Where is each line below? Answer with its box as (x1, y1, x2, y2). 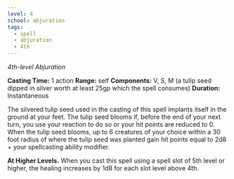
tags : (7, 23, 23, 30)
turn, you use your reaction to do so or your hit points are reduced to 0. (7, 120, 215, 128)
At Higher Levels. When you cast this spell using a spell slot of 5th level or (7, 156, 225, 165)
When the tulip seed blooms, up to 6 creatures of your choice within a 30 (7, 128, 221, 136)
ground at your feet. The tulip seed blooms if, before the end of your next (7, 112, 221, 121)
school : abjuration (7, 17, 65, 24)
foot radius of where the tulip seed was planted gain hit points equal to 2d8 (7, 135, 227, 144)
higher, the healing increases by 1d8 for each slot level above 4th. (7, 164, 199, 172)
